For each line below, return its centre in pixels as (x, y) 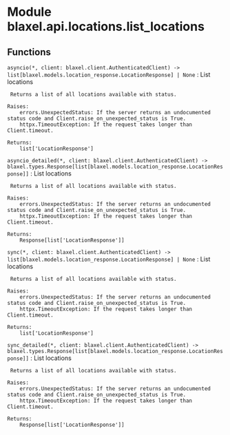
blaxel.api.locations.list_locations (106, 26)
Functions (29, 52)
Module (29, 12)
